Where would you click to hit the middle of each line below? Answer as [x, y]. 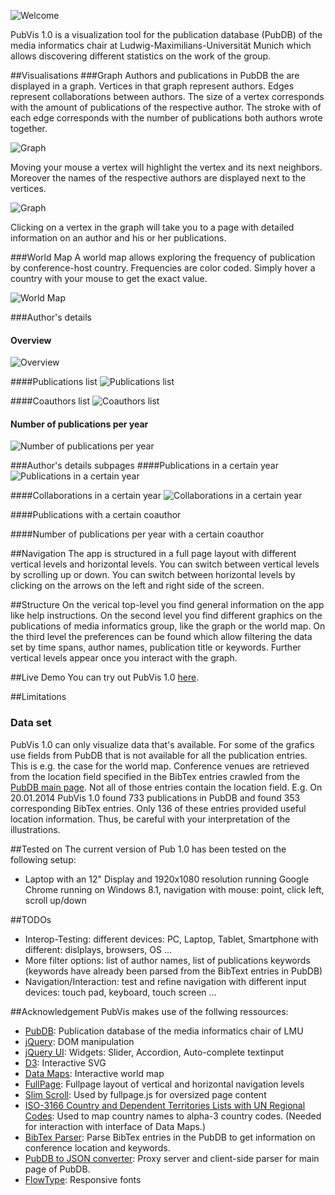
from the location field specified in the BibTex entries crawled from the [155, 776]
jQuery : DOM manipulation [79, 1041]
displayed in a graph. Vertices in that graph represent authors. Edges [152, 86]
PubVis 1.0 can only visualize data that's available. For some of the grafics [162, 744]
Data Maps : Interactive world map [94, 1073]
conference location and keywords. [97, 1147]
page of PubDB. [57, 1169]
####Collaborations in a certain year [86, 496]
